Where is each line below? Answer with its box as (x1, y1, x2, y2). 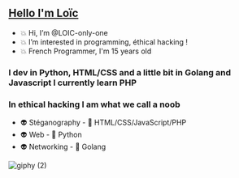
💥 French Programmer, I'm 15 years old (20, 46, 152, 56)
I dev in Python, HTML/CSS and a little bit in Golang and (8, 66, 232, 78)
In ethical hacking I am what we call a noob (8, 99, 180, 110)
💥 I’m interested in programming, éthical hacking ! (20, 36, 189, 47)
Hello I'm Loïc (8, 6, 79, 20)
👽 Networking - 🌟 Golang (20, 142, 106, 152)
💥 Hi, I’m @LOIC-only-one (20, 28, 108, 37)
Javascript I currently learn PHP (8, 77, 137, 88)
